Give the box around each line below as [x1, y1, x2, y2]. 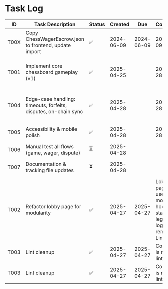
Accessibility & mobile [25, 125, 77, 132]
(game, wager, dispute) [25, 149, 81, 156]
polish [25, 132, 40, 139]
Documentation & [25, 160, 66, 167]
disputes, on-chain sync [25, 108, 83, 115]
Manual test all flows [25, 143, 74, 150]
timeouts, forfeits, [25, 102, 67, 109]
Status [89, 21, 105, 28]
